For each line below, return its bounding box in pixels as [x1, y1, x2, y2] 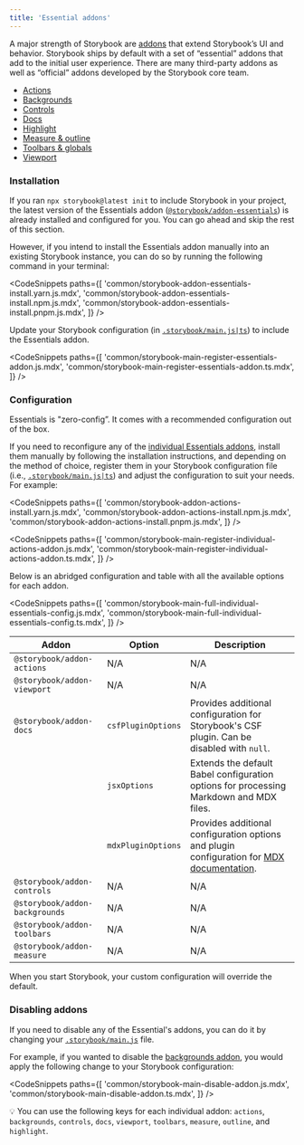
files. [189, 802, 211, 815]
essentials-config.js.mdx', [9, 607, 106, 618]
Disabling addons [9, 1004, 88, 1016]
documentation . [189, 862, 257, 874]
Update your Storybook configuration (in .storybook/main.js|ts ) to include [9, 324, 290, 335]
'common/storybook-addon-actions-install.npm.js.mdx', [82, 507, 291, 518]
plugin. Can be [189, 730, 252, 743]
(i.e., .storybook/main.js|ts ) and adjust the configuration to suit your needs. [9, 470, 295, 481]
